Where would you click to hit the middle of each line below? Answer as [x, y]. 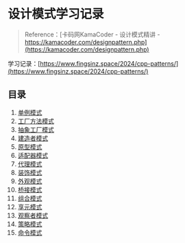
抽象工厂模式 [36, 129]
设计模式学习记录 [56, 14]
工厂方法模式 [36, 121]
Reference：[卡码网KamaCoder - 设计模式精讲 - [92, 34]
